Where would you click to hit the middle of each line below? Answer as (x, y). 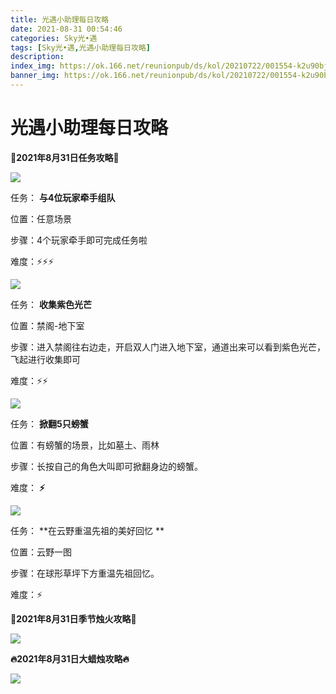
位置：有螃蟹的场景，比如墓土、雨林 (85, 445)
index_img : (33, 66)
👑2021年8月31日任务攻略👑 (65, 157)
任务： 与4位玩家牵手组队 (63, 197)
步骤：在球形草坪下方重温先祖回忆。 (85, 573)
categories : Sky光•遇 (54, 38)
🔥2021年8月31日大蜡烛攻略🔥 (70, 658)
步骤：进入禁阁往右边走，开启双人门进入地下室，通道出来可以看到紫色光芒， (168, 347)
